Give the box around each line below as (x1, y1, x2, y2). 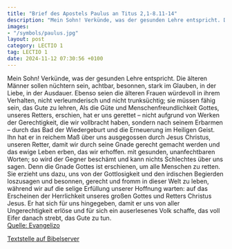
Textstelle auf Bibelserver (7, 234, 80, 243)
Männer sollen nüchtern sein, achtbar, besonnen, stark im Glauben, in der (7, 81, 216, 90)
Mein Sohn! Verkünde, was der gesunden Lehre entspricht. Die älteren (7, 74, 208, 82)
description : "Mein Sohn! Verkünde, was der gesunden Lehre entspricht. (7, 17, 221, 24)
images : (7, 23, 30, 30)
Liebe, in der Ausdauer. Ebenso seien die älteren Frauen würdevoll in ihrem (7, 89, 220, 97)
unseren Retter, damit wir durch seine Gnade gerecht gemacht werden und (7, 140, 220, 149)
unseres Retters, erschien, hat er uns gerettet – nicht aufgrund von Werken (7, 111, 220, 119)
